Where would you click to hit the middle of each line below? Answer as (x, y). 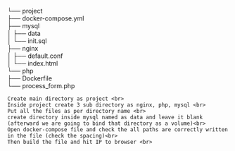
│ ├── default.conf (35, 56)
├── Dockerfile (30, 78)
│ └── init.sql (27, 41)
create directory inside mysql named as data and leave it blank (105, 117)
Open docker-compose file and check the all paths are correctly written (118, 130)
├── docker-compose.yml (46, 18)
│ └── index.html (33, 63)
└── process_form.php (41, 86)
